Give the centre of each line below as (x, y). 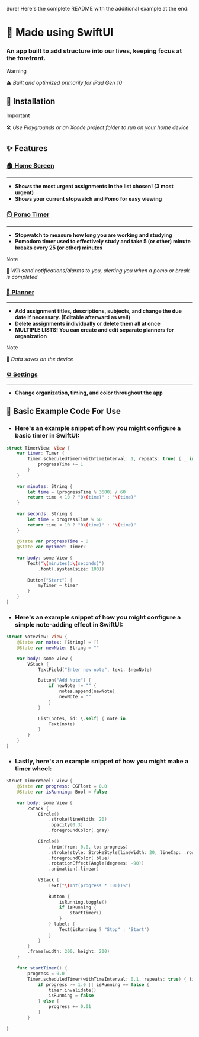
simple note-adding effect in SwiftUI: (69, 624)
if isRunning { (78, 908)
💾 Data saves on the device (40, 359)
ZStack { (38, 808)
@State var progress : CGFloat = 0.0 (62, 786)
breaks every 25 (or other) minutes (59, 248)
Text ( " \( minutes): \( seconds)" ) (66, 563)
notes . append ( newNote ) (87, 691)
